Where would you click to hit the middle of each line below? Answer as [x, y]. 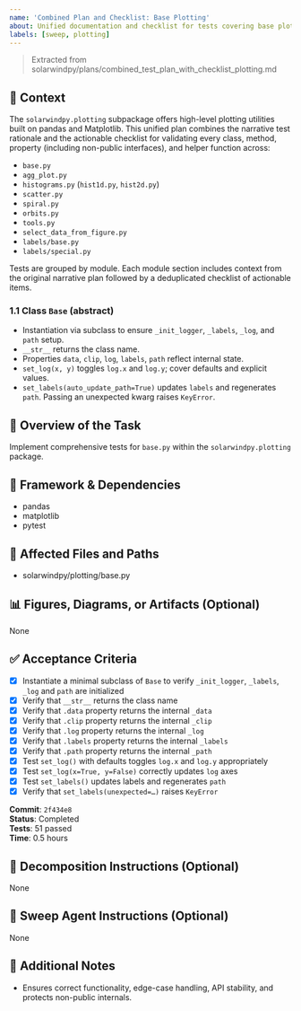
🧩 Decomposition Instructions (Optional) [125, 866]
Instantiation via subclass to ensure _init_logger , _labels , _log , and [148, 330]
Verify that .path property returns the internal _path [117, 751]
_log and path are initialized [73, 690]
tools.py [39, 224]
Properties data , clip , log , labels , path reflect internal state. [133, 359]
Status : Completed [44, 819]
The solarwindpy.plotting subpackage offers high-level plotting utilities [142, 119]
